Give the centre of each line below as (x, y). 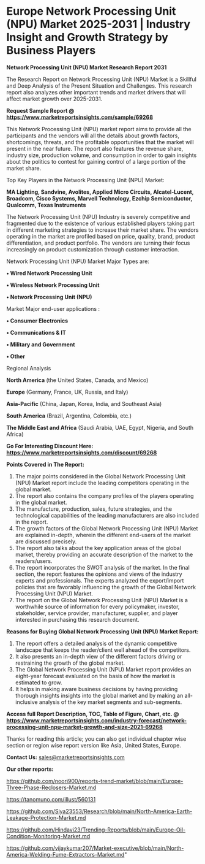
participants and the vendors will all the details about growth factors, (93, 136)
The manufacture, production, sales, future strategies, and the (94, 509)
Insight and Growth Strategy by (87, 37)
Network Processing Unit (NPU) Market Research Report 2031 (87, 67)
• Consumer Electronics (37, 321)
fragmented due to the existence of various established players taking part (100, 223)
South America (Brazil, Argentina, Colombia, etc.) (69, 416)
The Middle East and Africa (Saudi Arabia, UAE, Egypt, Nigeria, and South (100, 427)
